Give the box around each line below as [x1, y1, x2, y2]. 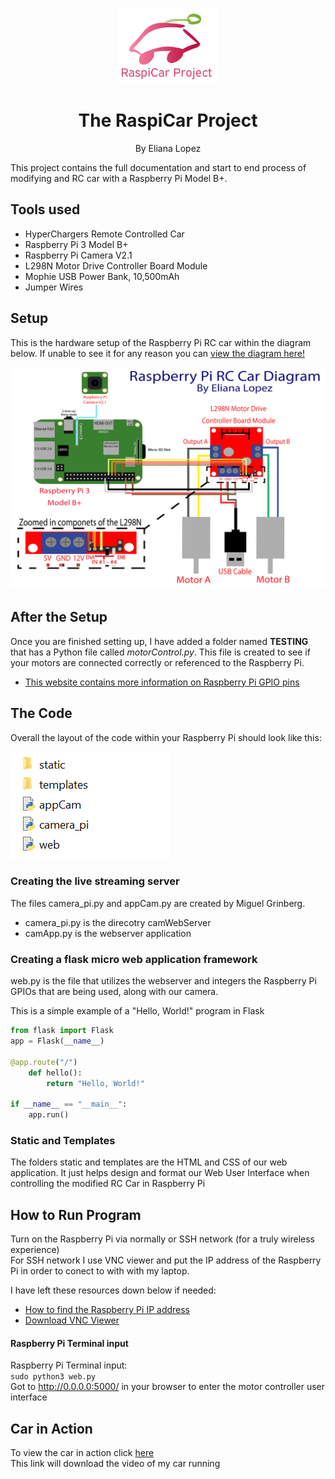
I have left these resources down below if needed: [10, 1284, 217, 1297]
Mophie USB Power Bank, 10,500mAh [24, 270, 180, 282]
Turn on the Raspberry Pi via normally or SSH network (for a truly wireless [10, 1233, 315, 1245]
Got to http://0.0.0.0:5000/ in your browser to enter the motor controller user [10, 1381, 326, 1393]
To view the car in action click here [10, 1447, 155, 1459]
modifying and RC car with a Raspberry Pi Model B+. [10, 172, 228, 184]
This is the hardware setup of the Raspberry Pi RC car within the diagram [10, 336, 312, 348]
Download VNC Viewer [24, 1314, 120, 1327]
